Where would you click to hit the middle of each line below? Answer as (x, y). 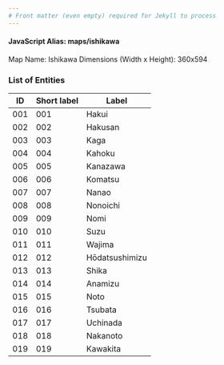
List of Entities (37, 79)
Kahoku (100, 153)
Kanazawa (106, 167)
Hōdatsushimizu (117, 258)
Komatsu (103, 180)
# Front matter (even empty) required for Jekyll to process (112, 16)
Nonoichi (103, 205)
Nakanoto (104, 336)
